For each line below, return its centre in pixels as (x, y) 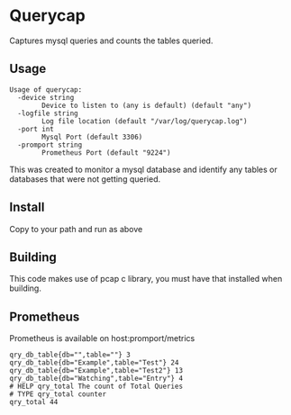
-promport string (50, 145)
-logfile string (48, 113)
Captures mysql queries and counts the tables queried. (111, 41)
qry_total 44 (34, 402)
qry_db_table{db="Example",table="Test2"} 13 (96, 371)
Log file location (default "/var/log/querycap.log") (145, 121)
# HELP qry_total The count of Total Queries (96, 387)
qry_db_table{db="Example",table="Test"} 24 (94, 363)
